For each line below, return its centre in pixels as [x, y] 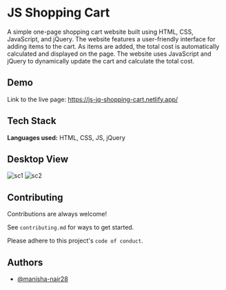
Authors [25, 262]
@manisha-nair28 [43, 279]
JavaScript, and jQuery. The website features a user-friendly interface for [111, 39]
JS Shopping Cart [59, 13]
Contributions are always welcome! [57, 214]
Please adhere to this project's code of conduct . [75, 241]
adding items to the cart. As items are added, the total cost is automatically [113, 46]
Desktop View [38, 159]
